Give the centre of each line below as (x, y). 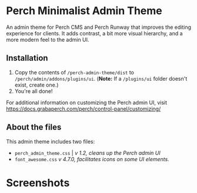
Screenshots (38, 183)
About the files (34, 127)
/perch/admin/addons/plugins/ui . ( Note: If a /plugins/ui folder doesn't (101, 78)
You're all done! (34, 91)
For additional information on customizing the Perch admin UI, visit (87, 102)
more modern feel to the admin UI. (48, 39)
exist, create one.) (36, 85)
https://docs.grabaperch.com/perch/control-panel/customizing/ (84, 109)
